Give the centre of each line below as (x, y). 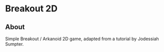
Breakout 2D (31, 9)
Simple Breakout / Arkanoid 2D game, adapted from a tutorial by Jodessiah (82, 39)
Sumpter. (14, 44)
